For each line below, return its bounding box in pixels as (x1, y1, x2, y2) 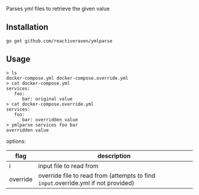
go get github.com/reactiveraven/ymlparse (6, 38, 113, 44)
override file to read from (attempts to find (38, 171, 156, 180)
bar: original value (21, 96, 73, 102)
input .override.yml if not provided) (38, 178, 134, 187)
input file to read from (38, 162, 99, 170)
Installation (6, 22, 49, 32)
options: (6, 137, 27, 144)
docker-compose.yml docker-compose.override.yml (6, 75, 129, 81)
